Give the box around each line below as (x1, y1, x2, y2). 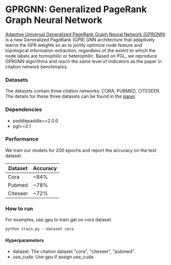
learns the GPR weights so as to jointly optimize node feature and (5, 42, 142, 48)
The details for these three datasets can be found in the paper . (5, 93, 136, 100)
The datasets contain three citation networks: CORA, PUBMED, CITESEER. (5, 88, 161, 94)
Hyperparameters (5, 237, 44, 243)
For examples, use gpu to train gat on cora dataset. (5, 217, 112, 223)
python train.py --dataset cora (5, 226, 74, 232)
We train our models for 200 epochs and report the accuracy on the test (5, 147, 157, 153)
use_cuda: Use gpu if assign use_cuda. (12, 254, 95, 260)
